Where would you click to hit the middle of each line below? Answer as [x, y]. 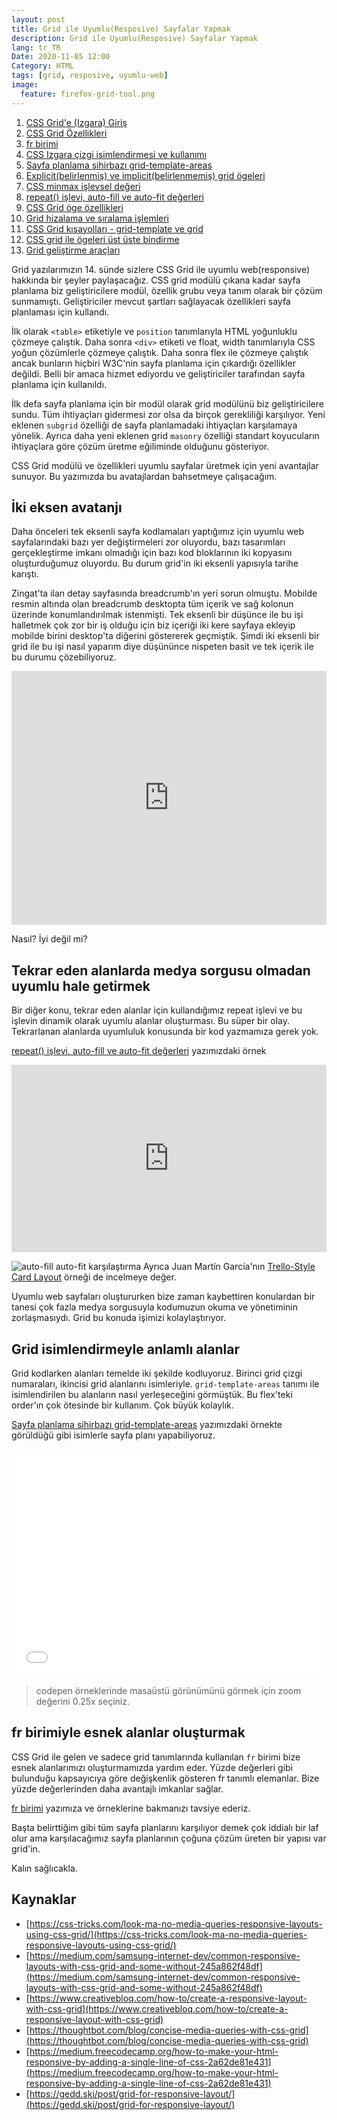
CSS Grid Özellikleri [66, 133]
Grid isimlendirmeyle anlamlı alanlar [125, 1349]
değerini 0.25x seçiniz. [82, 1702]
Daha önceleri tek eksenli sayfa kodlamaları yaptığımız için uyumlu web [158, 532]
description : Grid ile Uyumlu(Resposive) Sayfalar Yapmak [134, 38]
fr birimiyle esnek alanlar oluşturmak [128, 1732]
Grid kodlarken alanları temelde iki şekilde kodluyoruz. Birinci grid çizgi [157, 1373]
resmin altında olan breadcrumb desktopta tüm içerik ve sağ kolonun [152, 604]
